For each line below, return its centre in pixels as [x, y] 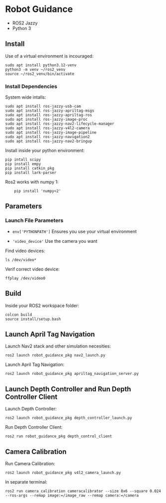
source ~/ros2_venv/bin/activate [40, 74]
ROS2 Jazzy [25, 23]
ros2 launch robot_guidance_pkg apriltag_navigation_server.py [72, 374]
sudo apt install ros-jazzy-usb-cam [43, 106]
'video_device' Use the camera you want [55, 241]
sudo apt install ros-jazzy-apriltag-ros [49, 115]
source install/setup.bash [33, 319]
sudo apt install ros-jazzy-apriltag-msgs [50, 111]
